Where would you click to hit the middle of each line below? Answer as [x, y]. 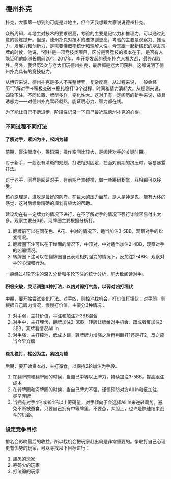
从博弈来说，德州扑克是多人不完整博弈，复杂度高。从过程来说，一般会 [79, 82]
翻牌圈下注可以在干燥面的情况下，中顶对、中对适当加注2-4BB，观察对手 [89, 244]
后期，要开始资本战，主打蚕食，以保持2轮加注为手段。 [62, 366]
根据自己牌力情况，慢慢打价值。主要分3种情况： [56, 305]
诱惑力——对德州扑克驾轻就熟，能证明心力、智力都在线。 [65, 101]
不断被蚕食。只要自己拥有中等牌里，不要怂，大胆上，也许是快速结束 [89, 409]
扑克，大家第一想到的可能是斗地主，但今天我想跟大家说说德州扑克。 [77, 22]
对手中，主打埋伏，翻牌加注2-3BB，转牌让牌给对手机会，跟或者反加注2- [89, 322]
